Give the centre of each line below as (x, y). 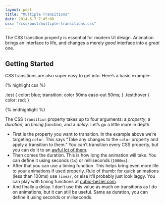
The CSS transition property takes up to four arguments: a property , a (78, 119)
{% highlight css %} (26, 85)
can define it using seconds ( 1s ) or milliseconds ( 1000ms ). (70, 160)
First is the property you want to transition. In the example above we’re (84, 134)
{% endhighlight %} (25, 110)
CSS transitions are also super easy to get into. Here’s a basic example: (78, 76)
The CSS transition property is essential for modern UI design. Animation (80, 38)
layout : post (19, 10)
